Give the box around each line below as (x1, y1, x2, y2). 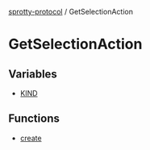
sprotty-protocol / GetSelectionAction (8, 7, 133, 16)
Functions (8, 112, 60, 126)
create (19, 133, 42, 143)
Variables (8, 67, 58, 81)
